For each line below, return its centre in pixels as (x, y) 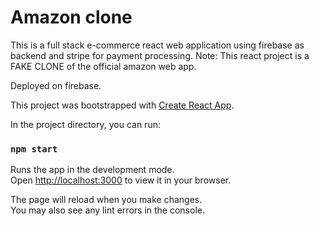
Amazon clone (71, 17)
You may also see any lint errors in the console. (107, 210)
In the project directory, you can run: (85, 124)
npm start (34, 149)
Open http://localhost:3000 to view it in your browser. (121, 180)
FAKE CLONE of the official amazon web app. (103, 66)
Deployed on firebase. (56, 85)
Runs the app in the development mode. (92, 170)
